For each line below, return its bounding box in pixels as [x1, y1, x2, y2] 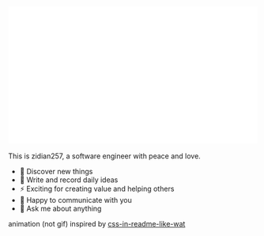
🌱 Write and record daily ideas [19, 175, 119, 185]
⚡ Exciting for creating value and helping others [19, 184, 175, 194]
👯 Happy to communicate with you [19, 196, 132, 205]
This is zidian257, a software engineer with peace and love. [8, 151, 202, 161]
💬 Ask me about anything [19, 204, 102, 214]
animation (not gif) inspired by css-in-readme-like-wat [8, 219, 186, 229]
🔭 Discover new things [19, 167, 93, 177]
